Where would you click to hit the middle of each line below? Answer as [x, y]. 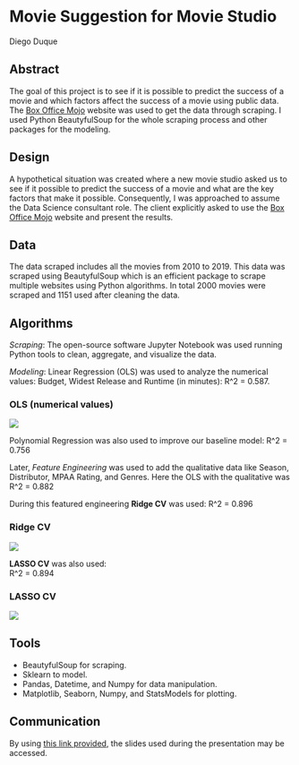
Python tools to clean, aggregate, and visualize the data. [113, 355]
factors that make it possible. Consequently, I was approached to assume [145, 198]
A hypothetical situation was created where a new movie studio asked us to [149, 179]
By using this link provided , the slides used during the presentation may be [147, 743]
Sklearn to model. [55, 675]
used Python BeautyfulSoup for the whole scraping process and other [138, 119]
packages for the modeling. [60, 129]
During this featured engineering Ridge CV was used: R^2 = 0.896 [131, 504]
